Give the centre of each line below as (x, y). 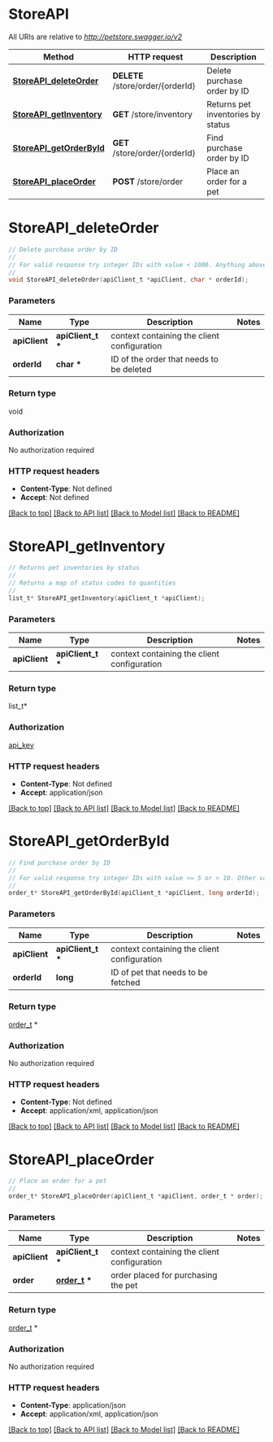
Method (59, 56)
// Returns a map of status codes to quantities (92, 583)
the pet (124, 1286)
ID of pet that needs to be (160, 972)
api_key (21, 745)
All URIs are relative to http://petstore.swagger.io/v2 (95, 37)
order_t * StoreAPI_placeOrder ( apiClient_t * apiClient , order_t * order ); (136, 1197)
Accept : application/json (61, 792)
